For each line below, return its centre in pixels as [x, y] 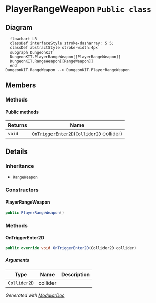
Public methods [22, 112]
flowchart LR [23, 39]
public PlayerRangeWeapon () [35, 213]
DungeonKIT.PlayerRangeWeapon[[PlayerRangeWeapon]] [65, 57]
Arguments [17, 260]
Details [16, 151]
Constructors [22, 190]
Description [75, 275]
